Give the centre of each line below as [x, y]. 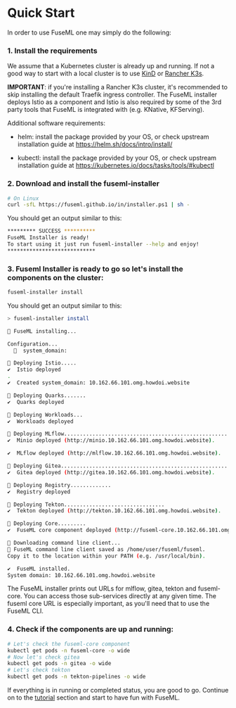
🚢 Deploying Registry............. [59, 485]
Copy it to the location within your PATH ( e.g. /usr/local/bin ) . [106, 556]
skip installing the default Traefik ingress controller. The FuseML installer [112, 95]
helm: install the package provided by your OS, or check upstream [113, 137]
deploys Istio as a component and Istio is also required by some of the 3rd [114, 102]
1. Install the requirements [52, 51]
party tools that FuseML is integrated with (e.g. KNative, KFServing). [106, 110]
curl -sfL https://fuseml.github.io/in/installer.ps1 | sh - [99, 205]
